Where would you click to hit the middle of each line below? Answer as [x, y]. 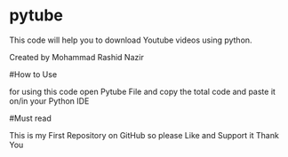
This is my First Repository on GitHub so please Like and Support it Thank [144, 135]
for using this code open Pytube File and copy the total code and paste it [142, 91]
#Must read [30, 118]
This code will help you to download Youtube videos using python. [131, 40]
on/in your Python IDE [49, 101]
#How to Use [33, 74]
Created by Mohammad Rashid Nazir [76, 57]
